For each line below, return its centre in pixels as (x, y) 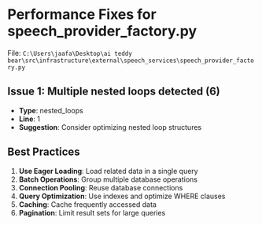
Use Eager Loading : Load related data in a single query (108, 171)
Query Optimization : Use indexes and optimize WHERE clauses (122, 196)
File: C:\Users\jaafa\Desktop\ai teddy (70, 53)
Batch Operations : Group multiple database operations (108, 179)
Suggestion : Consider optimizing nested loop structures (110, 127)
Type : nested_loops (51, 110)
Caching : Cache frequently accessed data (87, 204)
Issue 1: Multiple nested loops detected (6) (114, 92)
